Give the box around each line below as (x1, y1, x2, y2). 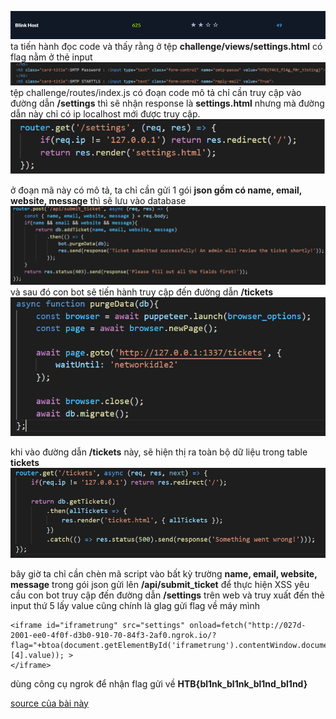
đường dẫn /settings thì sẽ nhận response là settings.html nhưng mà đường (10, 97, 325, 110)
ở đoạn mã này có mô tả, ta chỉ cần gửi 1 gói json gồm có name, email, (10, 184, 302, 196)
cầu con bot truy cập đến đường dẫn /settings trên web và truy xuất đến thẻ (10, 589, 325, 601)
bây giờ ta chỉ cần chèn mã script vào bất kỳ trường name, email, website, (10, 567, 318, 580)
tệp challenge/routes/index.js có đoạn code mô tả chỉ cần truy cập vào (10, 87, 302, 99)
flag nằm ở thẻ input (10, 51, 93, 63)
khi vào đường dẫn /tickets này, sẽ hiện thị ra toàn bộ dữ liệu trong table (10, 446, 308, 458)
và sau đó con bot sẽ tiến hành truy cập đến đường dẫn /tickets (10, 286, 274, 298)
